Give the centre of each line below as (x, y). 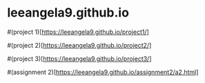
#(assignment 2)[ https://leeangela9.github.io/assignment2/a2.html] (103, 72)
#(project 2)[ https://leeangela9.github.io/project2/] (79, 45)
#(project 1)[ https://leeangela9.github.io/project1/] (78, 32)
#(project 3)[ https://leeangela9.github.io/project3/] (79, 58)
